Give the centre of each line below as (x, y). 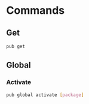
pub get (16, 46)
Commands (36, 11)
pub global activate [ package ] (45, 95)
